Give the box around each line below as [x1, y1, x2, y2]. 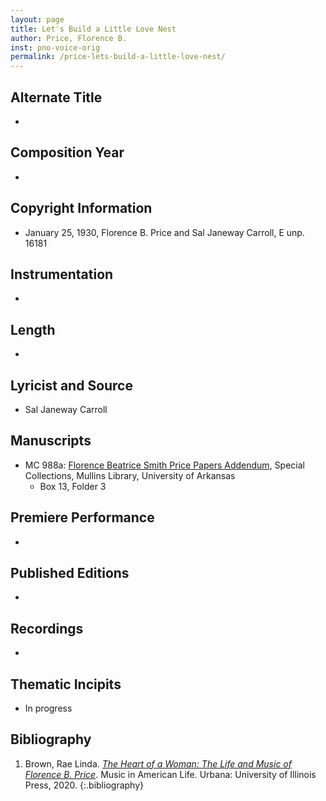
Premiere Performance [10, 509, 155, 526]
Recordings [10, 620, 84, 637]
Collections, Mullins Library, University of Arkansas [24, 469, 236, 481]
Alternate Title [10, 89, 103, 106]
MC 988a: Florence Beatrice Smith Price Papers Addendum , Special [24, 459, 305, 471]
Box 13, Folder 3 [39, 480, 107, 492]
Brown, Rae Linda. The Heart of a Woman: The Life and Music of [24, 757, 292, 770]
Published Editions [10, 565, 130, 582]
